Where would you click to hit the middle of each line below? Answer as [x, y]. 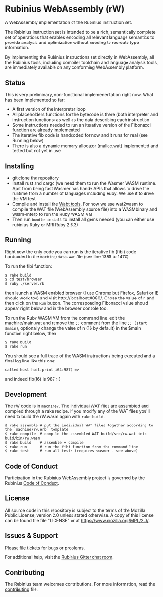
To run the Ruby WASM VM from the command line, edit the [65, 318]
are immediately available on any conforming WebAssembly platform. [74, 67]
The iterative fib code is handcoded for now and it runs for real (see [80, 135]
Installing [19, 166]
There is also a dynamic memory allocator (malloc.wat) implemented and [85, 146]
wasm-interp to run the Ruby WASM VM [52, 214]
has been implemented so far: [35, 100]
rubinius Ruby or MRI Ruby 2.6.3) [45, 224]
